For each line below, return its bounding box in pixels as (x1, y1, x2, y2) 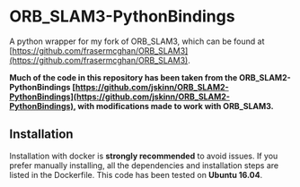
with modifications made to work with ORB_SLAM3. (77, 100, 274, 111)
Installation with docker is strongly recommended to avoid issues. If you (9, 150, 278, 161)
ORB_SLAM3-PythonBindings (9, 6, 235, 27)
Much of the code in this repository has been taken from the (9, 72, 238, 82)
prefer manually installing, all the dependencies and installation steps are (9, 159, 279, 171)
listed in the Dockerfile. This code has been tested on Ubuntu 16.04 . (9, 169, 263, 180)
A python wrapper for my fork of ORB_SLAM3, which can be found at (9, 36, 265, 47)
